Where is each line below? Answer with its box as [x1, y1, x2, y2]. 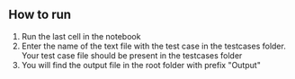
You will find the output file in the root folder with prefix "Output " [21, 59, 262, 70]
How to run [8, 7, 72, 22]
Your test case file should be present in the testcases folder [21, 49, 243, 61]
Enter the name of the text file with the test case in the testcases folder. [21, 40, 287, 51]
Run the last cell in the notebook [21, 31, 141, 41]
